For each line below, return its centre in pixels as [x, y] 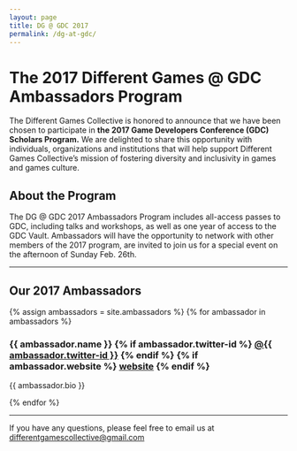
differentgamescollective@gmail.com [77, 438]
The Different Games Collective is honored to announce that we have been [145, 121]
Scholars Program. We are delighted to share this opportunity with [131, 140]
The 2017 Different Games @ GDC [136, 77]
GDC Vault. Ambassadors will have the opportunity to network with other [141, 236]
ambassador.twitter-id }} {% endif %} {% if [104, 355]
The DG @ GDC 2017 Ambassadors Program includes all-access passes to [145, 217]
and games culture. [44, 168]
